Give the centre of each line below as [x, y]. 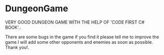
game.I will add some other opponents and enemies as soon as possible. [79, 42]
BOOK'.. [13, 27]
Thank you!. [17, 47]
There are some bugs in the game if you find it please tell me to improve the [82, 37]
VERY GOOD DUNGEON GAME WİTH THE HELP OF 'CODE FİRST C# [75, 22]
